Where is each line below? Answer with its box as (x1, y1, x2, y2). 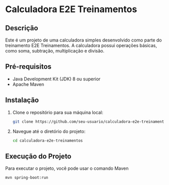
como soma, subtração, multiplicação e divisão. (5, 48, 104, 54)
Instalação (5, 96, 39, 105)
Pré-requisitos (5, 62, 52, 71)
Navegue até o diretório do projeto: (12, 128, 86, 134)
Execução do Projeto (5, 152, 72, 160)
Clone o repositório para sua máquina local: (12, 109, 103, 115)
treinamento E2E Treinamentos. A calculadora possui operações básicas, (5, 42, 157, 49)
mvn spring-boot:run (5, 175, 49, 180)
